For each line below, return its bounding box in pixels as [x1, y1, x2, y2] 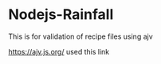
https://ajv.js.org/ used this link [8, 47, 110, 56]
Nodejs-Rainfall [8, 6, 114, 24]
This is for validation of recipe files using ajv [8, 32, 153, 41]
